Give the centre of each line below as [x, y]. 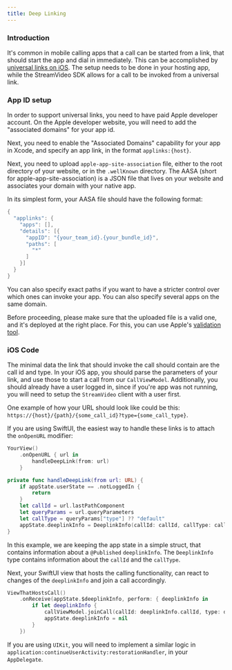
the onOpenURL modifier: [40, 436]
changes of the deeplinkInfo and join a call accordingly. [87, 580]
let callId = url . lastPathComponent [72, 506]
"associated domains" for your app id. [61, 130]
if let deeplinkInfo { [65, 606]
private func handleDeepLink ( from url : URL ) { [75, 480]
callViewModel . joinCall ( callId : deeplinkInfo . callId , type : [132, 612]
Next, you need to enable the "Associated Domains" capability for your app [114, 143]
